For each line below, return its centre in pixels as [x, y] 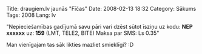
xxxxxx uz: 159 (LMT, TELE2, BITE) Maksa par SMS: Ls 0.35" [83, 33]
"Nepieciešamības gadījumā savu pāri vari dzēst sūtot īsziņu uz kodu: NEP [99, 27]
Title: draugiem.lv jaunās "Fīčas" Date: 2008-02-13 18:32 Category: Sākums [101, 9]
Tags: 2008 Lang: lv [31, 15]
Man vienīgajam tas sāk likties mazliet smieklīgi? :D [70, 45]
